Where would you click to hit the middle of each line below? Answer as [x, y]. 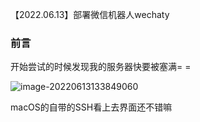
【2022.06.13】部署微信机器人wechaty [90, 14]
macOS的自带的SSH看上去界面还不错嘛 [91, 107]
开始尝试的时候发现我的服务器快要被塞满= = [101, 67]
